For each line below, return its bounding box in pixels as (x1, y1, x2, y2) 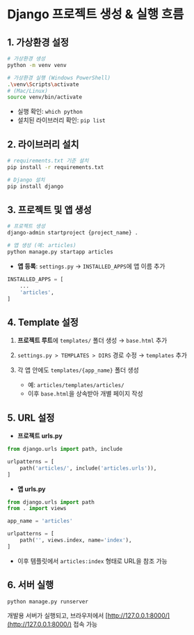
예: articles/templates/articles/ (27, 381, 124, 389)
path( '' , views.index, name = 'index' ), (19, 537, 132, 544)
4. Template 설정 (7, 316, 79, 328)
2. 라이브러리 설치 (7, 138, 79, 150)
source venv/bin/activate (7, 94, 82, 101)
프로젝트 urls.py (17, 432, 63, 440)
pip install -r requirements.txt (7, 163, 104, 171)
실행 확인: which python (17, 107, 83, 116)
